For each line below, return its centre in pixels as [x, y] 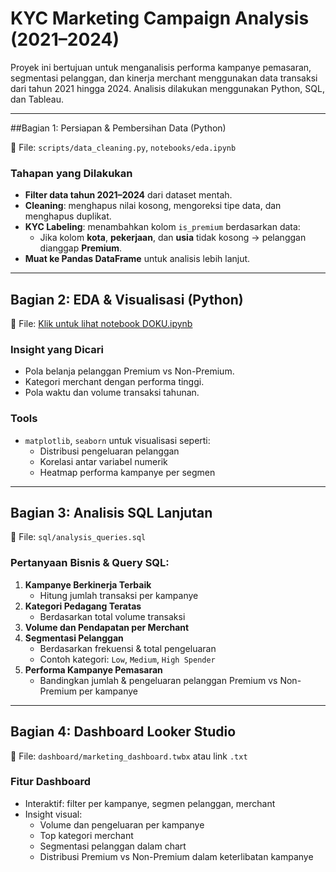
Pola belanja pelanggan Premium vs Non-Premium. [129, 371]
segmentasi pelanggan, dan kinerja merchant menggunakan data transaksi [164, 78]
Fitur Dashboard [50, 782]
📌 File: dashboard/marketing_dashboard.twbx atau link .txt [129, 756]
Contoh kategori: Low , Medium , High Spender [127, 659]
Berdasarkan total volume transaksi [112, 616]
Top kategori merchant [86, 835]
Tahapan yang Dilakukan [71, 173]
